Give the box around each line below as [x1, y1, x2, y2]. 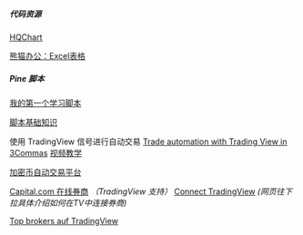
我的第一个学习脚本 [9, 97, 82, 108]
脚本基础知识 [9, 116, 57, 127]
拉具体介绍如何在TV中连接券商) [9, 197, 127, 208]
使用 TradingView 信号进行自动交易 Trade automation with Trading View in [9, 136, 288, 147]
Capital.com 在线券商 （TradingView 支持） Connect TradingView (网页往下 [9, 186, 293, 197]
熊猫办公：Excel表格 [9, 50, 86, 61]
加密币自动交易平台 [9, 166, 82, 177]
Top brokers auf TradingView [9, 215, 118, 226]
